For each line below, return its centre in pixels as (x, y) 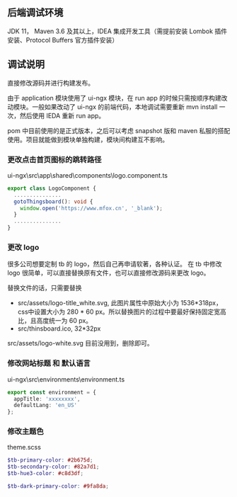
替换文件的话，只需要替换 (45, 288)
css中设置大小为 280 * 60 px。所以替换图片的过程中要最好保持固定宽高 (122, 312)
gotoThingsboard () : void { (53, 201)
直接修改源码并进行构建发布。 (51, 83)
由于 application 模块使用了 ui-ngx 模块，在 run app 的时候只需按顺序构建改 (117, 98)
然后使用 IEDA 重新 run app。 (62, 115)
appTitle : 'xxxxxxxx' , (47, 399)
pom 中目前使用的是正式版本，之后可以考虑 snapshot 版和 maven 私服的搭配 (119, 130)
